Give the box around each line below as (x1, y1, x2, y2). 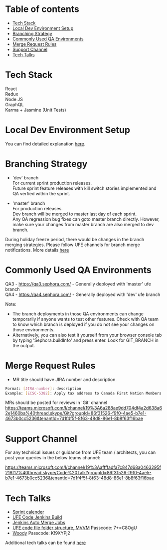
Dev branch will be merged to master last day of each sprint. (12, 211, 137, 217)
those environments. (12, 326, 55, 332)
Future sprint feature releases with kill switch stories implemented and (12, 185, 157, 191)
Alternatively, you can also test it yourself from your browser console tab (12, 332, 162, 338)
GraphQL (5, 101, 24, 108)
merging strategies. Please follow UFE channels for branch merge (5, 242, 141, 248)
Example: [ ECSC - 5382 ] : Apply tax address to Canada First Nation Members (5, 391, 162, 396)
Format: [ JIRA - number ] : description (5, 386, 81, 391)
